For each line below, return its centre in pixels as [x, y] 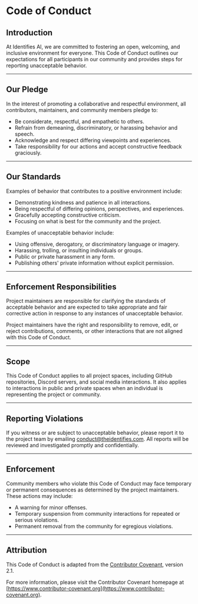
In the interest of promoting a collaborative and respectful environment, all [96, 104]
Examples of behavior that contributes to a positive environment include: [94, 191]
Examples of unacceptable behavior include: [60, 232]
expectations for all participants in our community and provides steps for [94, 59]
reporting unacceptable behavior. [47, 65]
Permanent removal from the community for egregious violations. [94, 526]
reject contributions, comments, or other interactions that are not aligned [94, 331]
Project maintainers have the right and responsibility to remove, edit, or [92, 325]
